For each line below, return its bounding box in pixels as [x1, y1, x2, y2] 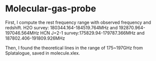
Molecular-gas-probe [5, 3, 96, 14]
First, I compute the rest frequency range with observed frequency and [5, 19, 151, 25]
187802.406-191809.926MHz [5, 35, 65, 41]
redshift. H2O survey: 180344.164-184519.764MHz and [5, 24, 118, 30]
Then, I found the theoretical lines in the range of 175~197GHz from [5, 45, 143, 51]
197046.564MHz [5, 30, 39, 36]
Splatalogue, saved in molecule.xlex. [5, 50, 80, 56]
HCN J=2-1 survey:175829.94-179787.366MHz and [40, 30, 145, 36]
